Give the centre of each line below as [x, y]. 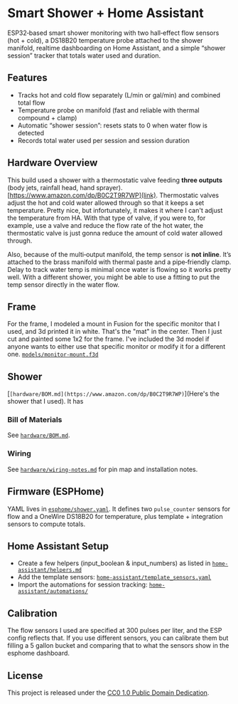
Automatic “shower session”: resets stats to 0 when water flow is [113, 125]
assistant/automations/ [53, 592]
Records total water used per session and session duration [104, 140]
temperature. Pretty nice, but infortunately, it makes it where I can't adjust [115, 210]
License [25, 675]
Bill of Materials [35, 420]
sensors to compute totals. [47, 524]
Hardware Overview [53, 163]
